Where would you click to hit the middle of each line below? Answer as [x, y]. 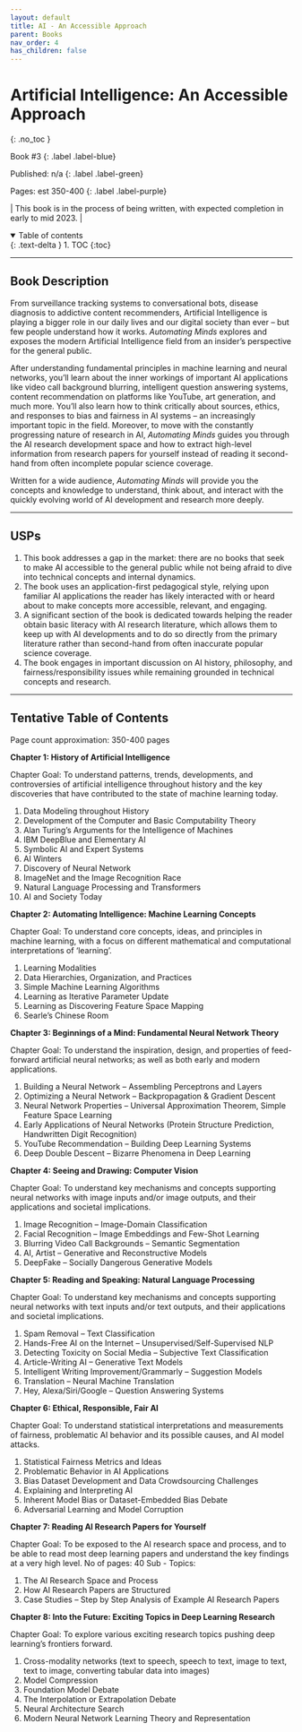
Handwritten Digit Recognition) [80, 1133]
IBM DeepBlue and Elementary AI [84, 840]
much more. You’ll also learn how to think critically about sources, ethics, [145, 406]
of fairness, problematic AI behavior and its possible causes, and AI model [147, 1435]
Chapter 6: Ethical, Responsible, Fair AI [85, 1408]
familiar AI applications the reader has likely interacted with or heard [149, 596]
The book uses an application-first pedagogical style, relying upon [146, 586]
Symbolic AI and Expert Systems [83, 849]
